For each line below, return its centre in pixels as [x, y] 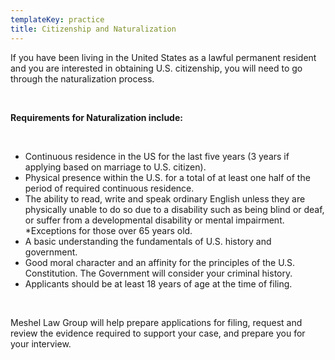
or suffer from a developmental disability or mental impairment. [154, 220]
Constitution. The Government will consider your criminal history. [158, 273]
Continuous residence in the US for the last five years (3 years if [157, 156]
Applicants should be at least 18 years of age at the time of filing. [158, 283]
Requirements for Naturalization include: [96, 117]
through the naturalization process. [82, 78]
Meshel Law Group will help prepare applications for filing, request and [156, 322]
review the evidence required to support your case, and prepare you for [158, 333]
